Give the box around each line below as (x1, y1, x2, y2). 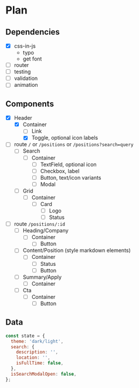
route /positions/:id (13, 221, 66, 228)
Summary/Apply (22, 274, 62, 281)
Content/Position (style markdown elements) (22, 247, 131, 254)
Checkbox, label (40, 167, 80, 174)
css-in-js (13, 42, 36, 49)
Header (13, 114, 33, 122)
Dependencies (5, 27, 60, 37)
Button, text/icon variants (40, 174, 101, 181)
